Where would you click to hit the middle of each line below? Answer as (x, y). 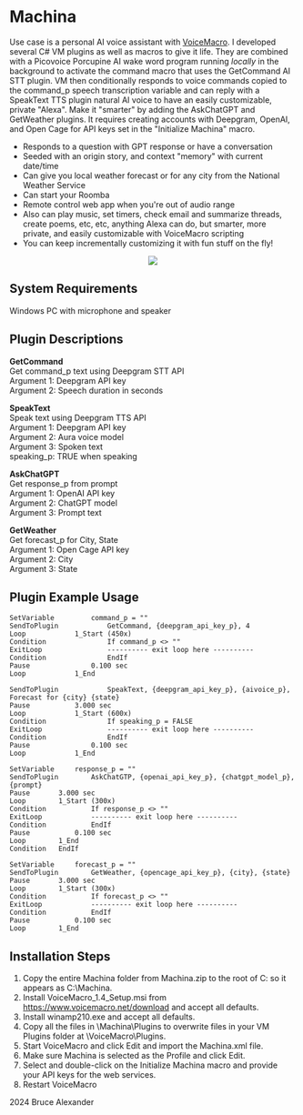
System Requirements (74, 289)
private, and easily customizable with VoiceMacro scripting (133, 233)
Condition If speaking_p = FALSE (101, 722)
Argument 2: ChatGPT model (64, 503)
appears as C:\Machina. (67, 988)
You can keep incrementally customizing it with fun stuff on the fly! (148, 243)
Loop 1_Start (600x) (71, 714)
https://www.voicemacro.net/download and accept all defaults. (141, 1008)
